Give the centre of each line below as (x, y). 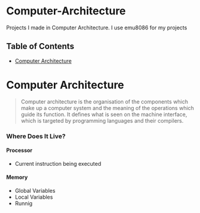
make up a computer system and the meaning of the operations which (107, 108)
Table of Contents (40, 46)
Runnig (24, 203)
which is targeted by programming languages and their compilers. (102, 120)
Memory (17, 177)
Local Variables (34, 197)
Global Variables (35, 191)
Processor (19, 150)
